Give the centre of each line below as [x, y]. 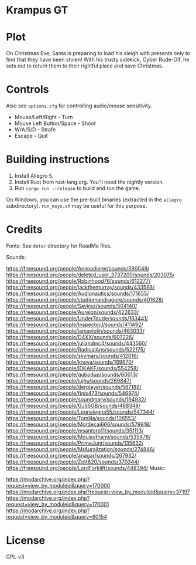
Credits [24, 230]
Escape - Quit [31, 136]
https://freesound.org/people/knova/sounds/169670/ [70, 362]
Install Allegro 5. [34, 176]
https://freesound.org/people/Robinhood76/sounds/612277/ [78, 281]
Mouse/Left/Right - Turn [44, 117]
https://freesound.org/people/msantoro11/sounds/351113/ [75, 430]
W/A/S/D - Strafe [35, 130]
